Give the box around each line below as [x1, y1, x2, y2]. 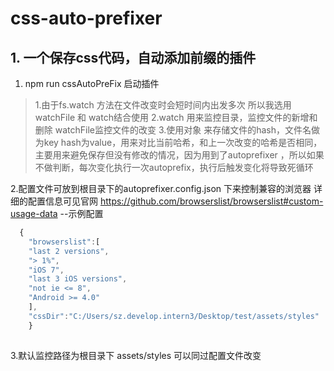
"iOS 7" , [28, 265, 65, 275]
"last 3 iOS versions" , [28, 274, 128, 284]
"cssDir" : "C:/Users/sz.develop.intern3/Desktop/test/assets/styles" [28, 311, 320, 321]
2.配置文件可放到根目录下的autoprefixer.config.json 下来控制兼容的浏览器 [10, 183, 312, 194]
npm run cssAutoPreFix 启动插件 [24, 78, 160, 89]
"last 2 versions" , [28, 246, 110, 256]
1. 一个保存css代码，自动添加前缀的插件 [10, 49, 257, 66]
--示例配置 [59, 208, 104, 219]
